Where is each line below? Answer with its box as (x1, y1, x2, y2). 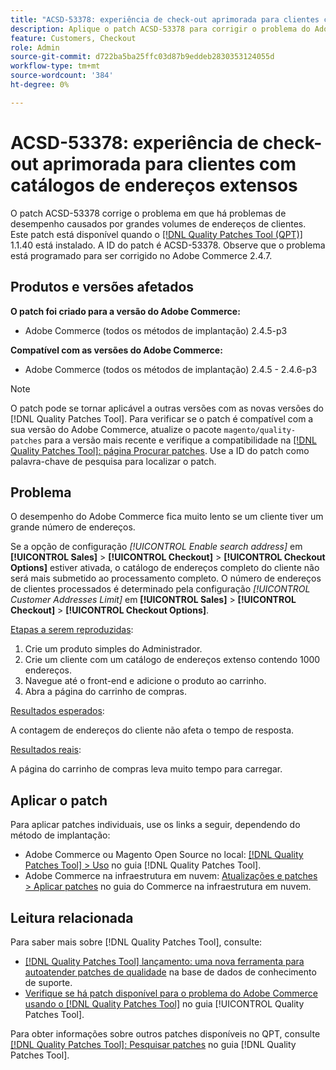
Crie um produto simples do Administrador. (24, 643, 203, 655)
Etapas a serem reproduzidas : (10, 624, 134, 636)
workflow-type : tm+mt (10, 61, 101, 71)
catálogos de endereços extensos (10, 174, 298, 196)
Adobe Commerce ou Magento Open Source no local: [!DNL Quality (24, 849, 304, 861)
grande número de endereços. (10, 521, 136, 533)
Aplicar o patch (10, 792, 108, 809)
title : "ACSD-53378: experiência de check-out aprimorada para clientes (10, 14, 320, 25)
